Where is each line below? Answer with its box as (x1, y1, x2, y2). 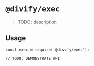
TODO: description (17, 19, 57, 25)
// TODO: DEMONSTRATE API (5, 56, 60, 61)
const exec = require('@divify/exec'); (5, 47, 90, 52)
